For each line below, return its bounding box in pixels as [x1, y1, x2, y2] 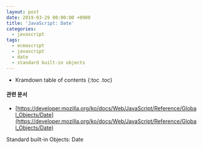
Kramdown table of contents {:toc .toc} [15, 76, 113, 84]
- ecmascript [12, 43, 45, 49]
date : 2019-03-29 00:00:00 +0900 [6, 15, 91, 21]
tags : [6, 37, 20, 43]
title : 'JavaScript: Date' [6, 20, 75, 26]
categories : [6, 25, 36, 32]
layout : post [6, 8, 39, 15]
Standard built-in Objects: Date [6, 136, 84, 143]
